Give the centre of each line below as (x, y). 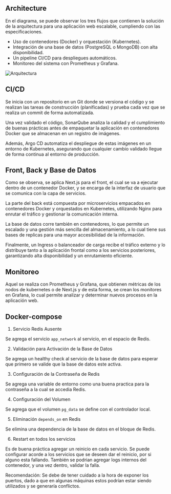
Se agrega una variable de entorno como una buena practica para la (77, 384)
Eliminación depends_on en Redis (47, 419)
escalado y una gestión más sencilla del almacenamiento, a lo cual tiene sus (85, 229)
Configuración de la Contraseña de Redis (56, 374)
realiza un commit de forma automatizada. (50, 113)
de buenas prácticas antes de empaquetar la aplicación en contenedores (82, 128)
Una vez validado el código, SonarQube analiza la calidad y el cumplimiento (85, 122)
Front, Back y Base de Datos (51, 170)
